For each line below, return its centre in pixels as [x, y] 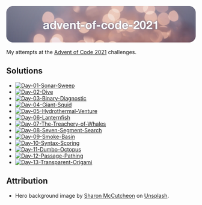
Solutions [25, 71]
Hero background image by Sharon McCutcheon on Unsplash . [92, 195]
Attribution [27, 181]
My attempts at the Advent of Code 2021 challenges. [72, 52]
